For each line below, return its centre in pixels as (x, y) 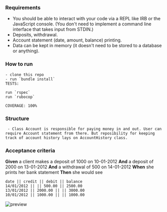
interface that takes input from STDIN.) (53, 29)
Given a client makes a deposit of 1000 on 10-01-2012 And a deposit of (79, 162)
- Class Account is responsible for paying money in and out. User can (85, 129)
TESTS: (12, 83)
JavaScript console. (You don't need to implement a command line (82, 24)
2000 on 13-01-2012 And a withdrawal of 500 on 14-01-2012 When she (80, 167)
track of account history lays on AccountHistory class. (67, 138)
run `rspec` (18, 92)
